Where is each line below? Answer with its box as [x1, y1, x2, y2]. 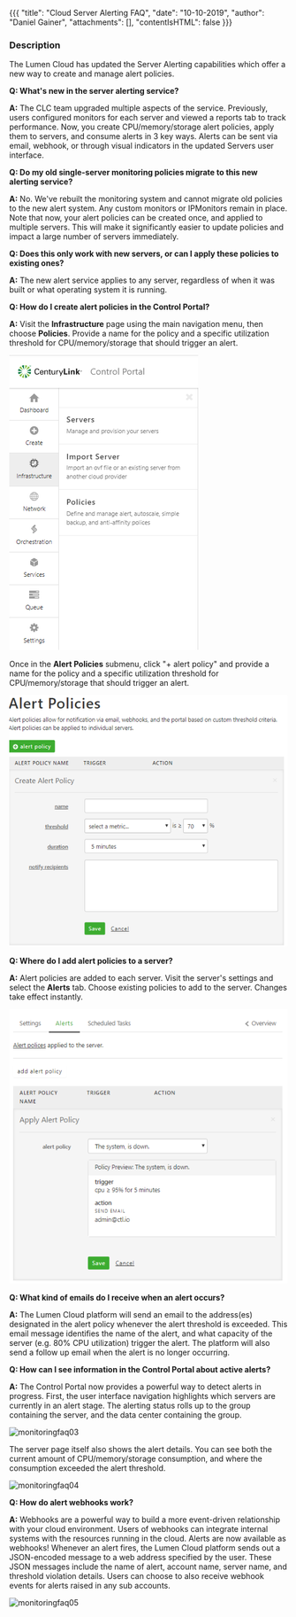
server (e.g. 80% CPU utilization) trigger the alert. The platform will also [9, 1338, 270, 1349]
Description [9, 39, 61, 51]
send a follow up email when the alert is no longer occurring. [9, 1347, 231, 1358]
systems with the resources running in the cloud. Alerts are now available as [9, 1533, 287, 1544]
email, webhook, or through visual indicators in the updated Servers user [9, 141, 274, 152]
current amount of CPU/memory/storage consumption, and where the [9, 1453, 262, 1465]
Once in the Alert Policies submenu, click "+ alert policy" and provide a [9, 659, 269, 670]
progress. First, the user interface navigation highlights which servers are [9, 1391, 277, 1402]
